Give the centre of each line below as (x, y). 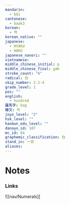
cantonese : (16, 19)
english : (14, 96)
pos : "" (13, 92)
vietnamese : (17, 60)
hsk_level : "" (19, 119)
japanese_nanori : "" (26, 55)
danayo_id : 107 (20, 128)
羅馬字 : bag (16, 105)
